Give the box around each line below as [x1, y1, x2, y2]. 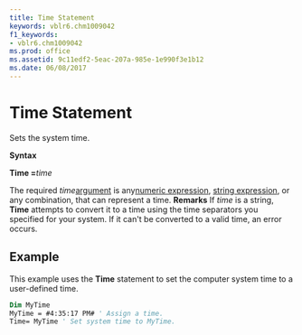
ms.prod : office [9, 47, 71, 56]
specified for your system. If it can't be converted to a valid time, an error [9, 213, 282, 224]
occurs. [9, 223, 38, 234]
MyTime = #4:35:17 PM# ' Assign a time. [9, 309, 165, 318]
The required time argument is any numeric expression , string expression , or [9, 184, 290, 195]
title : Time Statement [9, 13, 95, 23]
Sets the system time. [9, 132, 90, 143]
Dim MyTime [9, 300, 51, 310]
